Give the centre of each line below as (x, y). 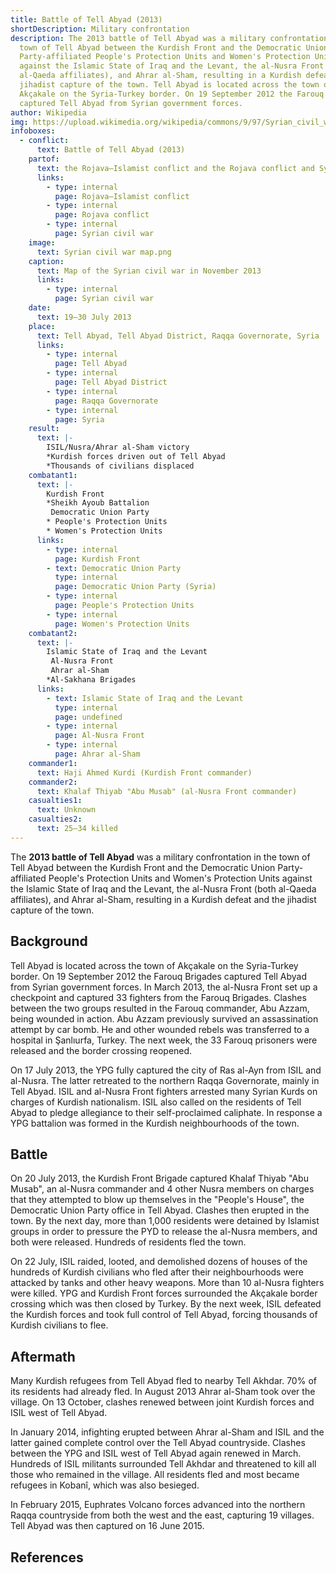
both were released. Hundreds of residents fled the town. (128, 1242)
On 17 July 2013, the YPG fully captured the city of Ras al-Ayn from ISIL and (166, 1070)
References (47, 1557)
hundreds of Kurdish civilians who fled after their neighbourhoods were (157, 1272)
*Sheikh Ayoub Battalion (98, 503)
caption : (46, 261)
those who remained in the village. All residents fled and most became (155, 1475)
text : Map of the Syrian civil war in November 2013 (149, 271)
